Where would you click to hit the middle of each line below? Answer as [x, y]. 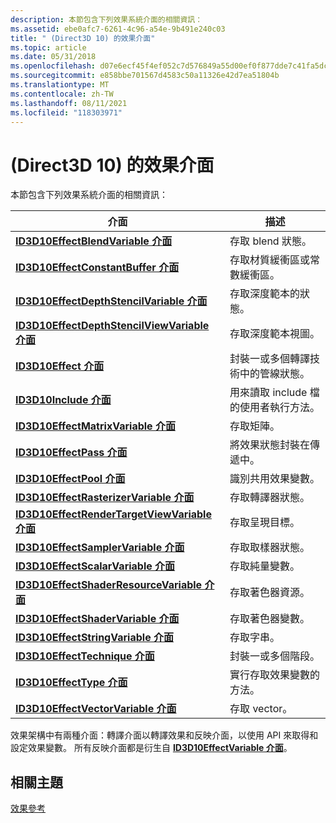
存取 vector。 [261, 709]
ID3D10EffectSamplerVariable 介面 [100, 548]
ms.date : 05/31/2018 [53, 57]
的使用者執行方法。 [275, 408]
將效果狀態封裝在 [270, 445]
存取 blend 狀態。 [270, 241]
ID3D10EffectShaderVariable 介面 [97, 619]
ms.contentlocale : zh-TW [62, 94]
